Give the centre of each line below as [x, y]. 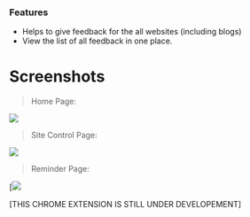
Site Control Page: [64, 136]
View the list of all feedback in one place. [97, 41]
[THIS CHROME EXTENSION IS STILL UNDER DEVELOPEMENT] [125, 205]
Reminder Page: [60, 169]
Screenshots [57, 77]
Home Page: [54, 101]
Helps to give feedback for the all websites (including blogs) [132, 32]
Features [29, 12]
